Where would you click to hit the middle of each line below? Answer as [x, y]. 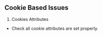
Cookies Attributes [30, 19]
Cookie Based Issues [36, 8]
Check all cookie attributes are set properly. [55, 28]
